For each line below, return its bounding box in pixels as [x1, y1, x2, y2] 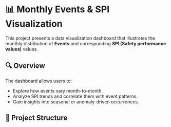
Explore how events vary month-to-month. [12, 87, 103, 94]
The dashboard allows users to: [5, 78, 72, 84]
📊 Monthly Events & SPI [5, 4, 110, 15]
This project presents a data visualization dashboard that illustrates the [5, 35, 156, 41]
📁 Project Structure [5, 114, 68, 122]
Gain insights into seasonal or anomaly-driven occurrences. [12, 98, 140, 105]
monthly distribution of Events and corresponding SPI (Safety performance [5, 40, 166, 46]
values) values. [5, 46, 39, 52]
